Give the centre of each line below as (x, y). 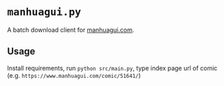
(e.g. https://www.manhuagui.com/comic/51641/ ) (74, 75)
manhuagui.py (44, 12)
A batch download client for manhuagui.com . (71, 30)
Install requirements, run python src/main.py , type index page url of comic (112, 68)
